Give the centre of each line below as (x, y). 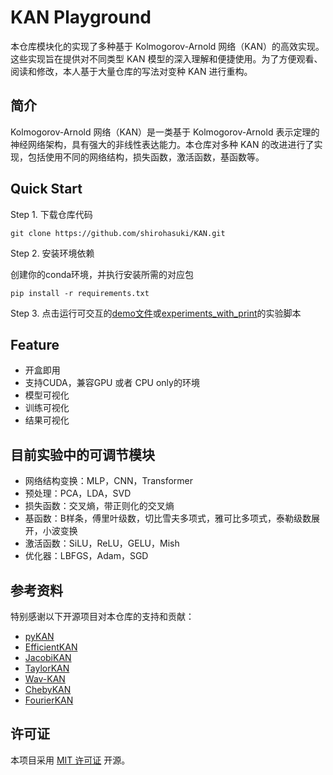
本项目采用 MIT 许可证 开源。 (70, 760)
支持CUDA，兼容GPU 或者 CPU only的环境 (112, 383)
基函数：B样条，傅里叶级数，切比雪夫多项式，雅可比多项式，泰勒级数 (168, 518)
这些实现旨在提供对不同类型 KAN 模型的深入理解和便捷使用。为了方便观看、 (166, 58)
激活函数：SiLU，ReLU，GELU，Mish (102, 543)
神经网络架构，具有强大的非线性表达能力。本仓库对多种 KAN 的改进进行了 (162, 144)
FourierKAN (49, 700)
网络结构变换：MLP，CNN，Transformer (109, 481)
